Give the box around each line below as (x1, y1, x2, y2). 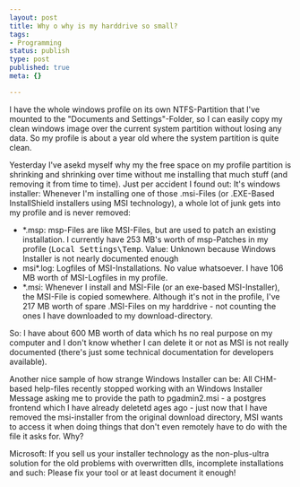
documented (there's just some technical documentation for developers (9, 346, 275, 357)
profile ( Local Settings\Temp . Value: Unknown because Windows (21, 243, 276, 254)
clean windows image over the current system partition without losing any (9, 123, 282, 134)
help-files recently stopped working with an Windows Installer (34, 383, 263, 394)
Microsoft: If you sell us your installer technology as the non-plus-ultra (9, 448, 270, 458)
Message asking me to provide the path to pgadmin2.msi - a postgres (9, 392, 267, 404)
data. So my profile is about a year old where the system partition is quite (9, 132, 279, 143)
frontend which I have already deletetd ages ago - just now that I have (9, 402, 268, 413)
